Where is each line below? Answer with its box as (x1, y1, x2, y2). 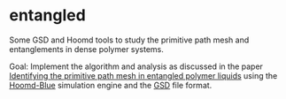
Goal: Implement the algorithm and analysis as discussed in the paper (9, 61, 264, 72)
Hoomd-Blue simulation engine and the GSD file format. (9, 80, 213, 90)
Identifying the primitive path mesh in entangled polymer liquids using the (9, 70, 278, 80)
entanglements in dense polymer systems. (9, 43, 164, 54)
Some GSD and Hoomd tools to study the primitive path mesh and (9, 34, 250, 45)
